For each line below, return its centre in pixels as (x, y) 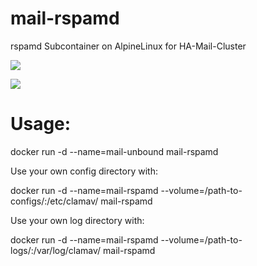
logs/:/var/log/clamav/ (56, 250)
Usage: (41, 124)
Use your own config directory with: (84, 171)
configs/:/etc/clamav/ (54, 201)
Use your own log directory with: (77, 220)
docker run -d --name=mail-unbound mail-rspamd (114, 151)
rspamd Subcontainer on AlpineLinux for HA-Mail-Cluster (128, 46)
